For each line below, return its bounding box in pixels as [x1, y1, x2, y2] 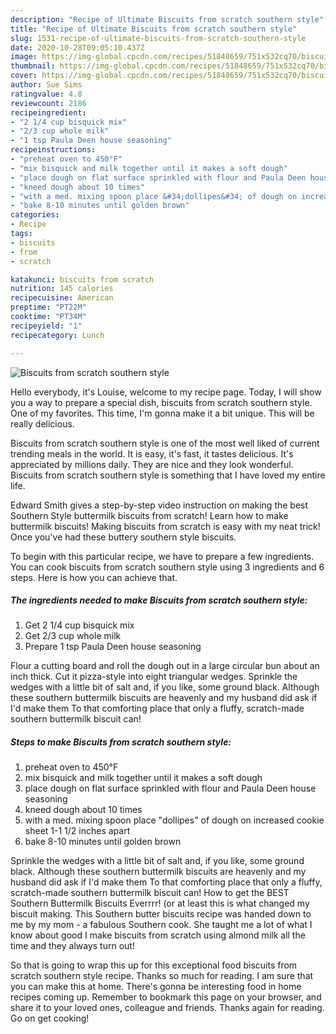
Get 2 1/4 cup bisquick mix [24, 619, 135, 631]
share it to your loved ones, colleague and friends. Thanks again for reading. [10, 1002, 325, 1014]
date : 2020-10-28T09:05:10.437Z [10, 42, 145, 53]
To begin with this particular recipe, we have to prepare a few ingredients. [10, 550, 315, 562]
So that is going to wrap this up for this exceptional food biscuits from [10, 959, 298, 971]
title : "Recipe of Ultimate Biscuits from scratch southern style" [10, 24, 298, 34]
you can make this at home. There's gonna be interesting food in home [10, 981, 302, 993]
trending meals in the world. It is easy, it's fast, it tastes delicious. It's [10, 447, 294, 460]
